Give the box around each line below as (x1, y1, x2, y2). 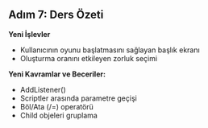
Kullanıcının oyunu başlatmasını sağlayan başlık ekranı (19, 45, 200, 55)
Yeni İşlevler (8, 29, 51, 39)
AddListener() (19, 85, 66, 94)
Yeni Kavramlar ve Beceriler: (8, 69, 106, 79)
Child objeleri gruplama (19, 110, 98, 120)
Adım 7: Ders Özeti (8, 8, 104, 22)
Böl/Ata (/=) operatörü (19, 101, 94, 111)
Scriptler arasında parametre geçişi (19, 93, 137, 103)
